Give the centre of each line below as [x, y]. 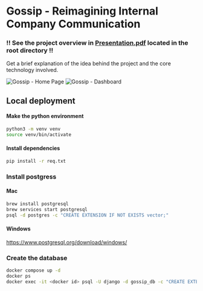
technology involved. [32, 70]
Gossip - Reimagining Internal [82, 11]
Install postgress [31, 177]
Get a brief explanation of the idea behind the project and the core [89, 64]
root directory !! [30, 51]
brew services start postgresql [47, 209]
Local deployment [41, 101]
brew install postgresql [37, 204]
